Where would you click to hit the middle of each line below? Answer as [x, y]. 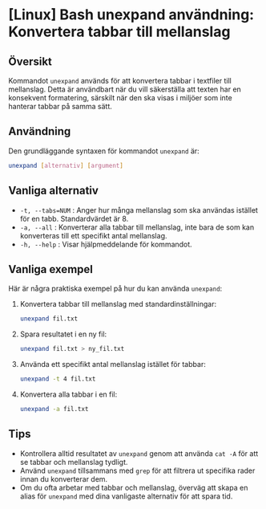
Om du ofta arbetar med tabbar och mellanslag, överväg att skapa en [134, 487]
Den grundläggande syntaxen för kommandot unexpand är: [104, 151]
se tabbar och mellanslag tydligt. [74, 462]
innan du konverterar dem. [64, 478]
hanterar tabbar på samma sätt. [60, 106]
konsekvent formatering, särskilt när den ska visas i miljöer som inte [120, 98]
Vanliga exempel [51, 269]
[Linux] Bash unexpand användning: [131, 15]
